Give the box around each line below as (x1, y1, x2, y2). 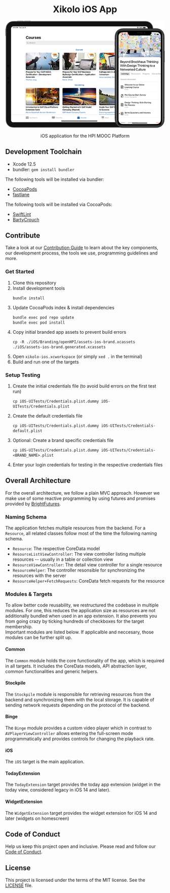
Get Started (5, 268, 34, 275)
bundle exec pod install (12, 320, 65, 325)
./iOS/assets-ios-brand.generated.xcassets (12, 344, 106, 349)
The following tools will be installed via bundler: (5, 176, 104, 182)
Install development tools (12, 285, 65, 291)
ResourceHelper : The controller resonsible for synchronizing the (12, 567, 145, 573)
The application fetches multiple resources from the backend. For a (5, 525, 146, 531)
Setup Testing (5, 371, 40, 378)
